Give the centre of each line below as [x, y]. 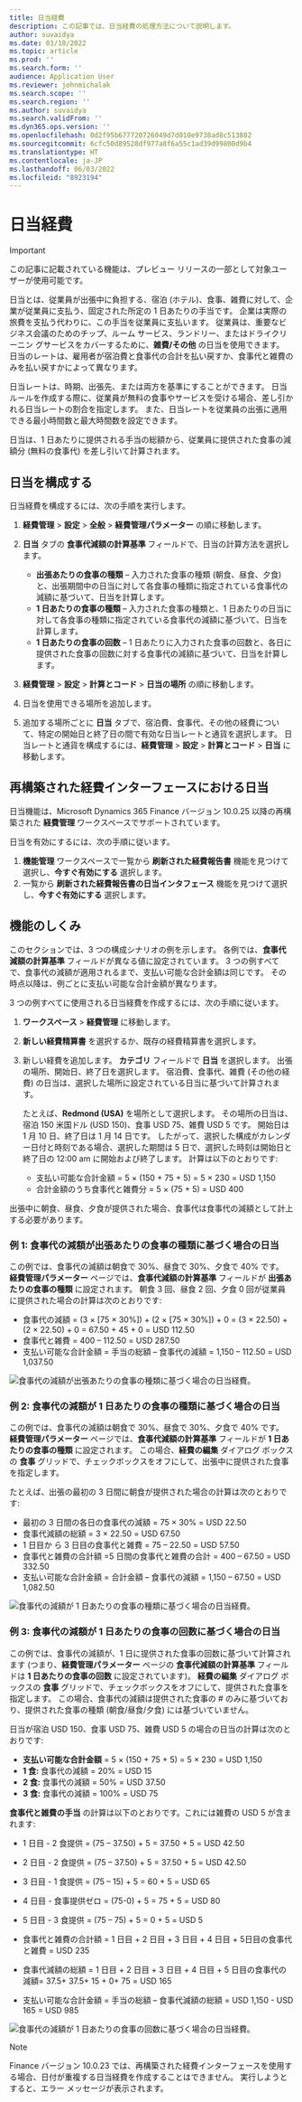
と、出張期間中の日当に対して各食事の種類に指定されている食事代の [162, 586]
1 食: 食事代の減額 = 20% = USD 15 [87, 1770]
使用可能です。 [60, 280]
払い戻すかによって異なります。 [83, 368]
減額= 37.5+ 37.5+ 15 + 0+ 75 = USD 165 [97, 1981]
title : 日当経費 [37, 18]
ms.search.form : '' [46, 69]
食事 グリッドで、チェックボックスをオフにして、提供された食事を [166, 1687]
